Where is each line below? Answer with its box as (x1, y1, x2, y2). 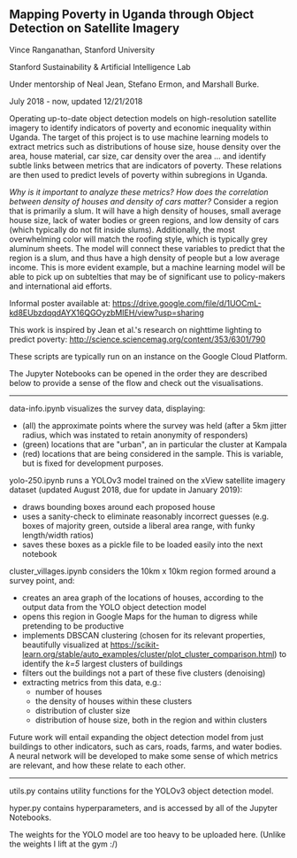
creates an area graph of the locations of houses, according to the (21, 592, 263, 603)
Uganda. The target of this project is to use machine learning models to (9, 132, 269, 143)
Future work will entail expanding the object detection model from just (9, 731, 264, 742)
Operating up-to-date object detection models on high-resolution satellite (9, 112, 277, 123)
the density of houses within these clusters (34, 695, 193, 707)
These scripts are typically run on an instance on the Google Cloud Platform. (9, 351, 288, 361)
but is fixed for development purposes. (21, 458, 164, 468)
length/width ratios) (21, 529, 95, 540)
